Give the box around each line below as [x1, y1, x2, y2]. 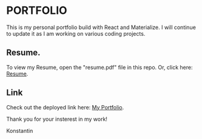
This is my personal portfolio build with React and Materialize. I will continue [6, 24, 196, 31]
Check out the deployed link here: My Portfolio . [6, 103, 124, 111]
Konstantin [6, 127, 33, 134]
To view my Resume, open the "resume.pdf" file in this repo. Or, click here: [6, 63, 193, 71]
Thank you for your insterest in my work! [6, 115, 108, 123]
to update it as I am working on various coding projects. [6, 30, 146, 37]
